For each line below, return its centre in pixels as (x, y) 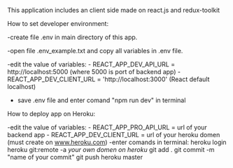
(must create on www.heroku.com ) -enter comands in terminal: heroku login (117, 142)
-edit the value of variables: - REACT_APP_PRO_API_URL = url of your (107, 127)
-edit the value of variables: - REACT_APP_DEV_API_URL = (91, 64)
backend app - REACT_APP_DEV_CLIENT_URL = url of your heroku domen (114, 135)
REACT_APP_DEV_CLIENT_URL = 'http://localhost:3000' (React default (108, 79)
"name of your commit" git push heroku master (75, 157)
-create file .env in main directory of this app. (72, 37)
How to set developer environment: (58, 23)
